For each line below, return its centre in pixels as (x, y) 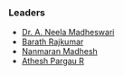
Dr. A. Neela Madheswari (68, 33)
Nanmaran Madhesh (60, 52)
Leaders (27, 13)
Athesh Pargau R (53, 61)
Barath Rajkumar (52, 42)
